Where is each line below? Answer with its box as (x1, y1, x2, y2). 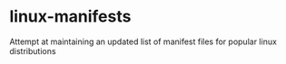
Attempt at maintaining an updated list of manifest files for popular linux (9, 36, 277, 47)
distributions (9, 45, 56, 56)
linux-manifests (9, 6, 132, 27)
